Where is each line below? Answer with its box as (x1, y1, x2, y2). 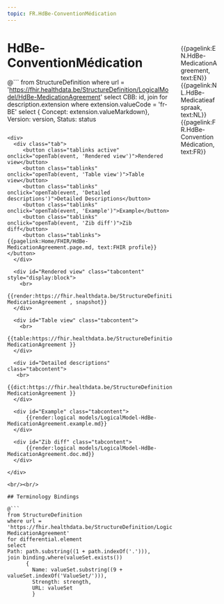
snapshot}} (75, 298, 108, 306)
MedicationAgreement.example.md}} (7, 420, 108, 427)
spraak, (180, 103, 202, 111)
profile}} (128, 244, 157, 251)
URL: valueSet (32, 585, 73, 591)
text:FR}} (180, 147, 207, 156)
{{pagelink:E (180, 44, 216, 52)
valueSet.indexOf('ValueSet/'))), (7, 572, 108, 579)
